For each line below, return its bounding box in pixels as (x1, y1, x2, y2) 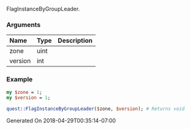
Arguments (6, 20, 41, 29)
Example (6, 75, 33, 84)
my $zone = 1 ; (6, 89, 43, 95)
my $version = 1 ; (6, 95, 51, 101)
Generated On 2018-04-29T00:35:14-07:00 (6, 117, 116, 125)
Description (58, 36, 93, 45)
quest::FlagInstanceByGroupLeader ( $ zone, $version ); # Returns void (6, 106, 185, 112)
